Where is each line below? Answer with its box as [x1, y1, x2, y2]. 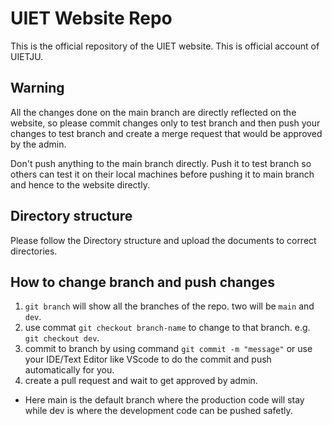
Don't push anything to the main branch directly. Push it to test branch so [10, 157, 312, 169]
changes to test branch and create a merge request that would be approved [10, 127, 323, 139]
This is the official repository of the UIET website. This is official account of [10, 40, 320, 52]
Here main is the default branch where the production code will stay [24, 394, 305, 406]
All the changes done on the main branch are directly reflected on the [10, 106, 297, 118]
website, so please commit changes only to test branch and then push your [10, 117, 321, 129]
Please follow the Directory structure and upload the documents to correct [10, 234, 317, 246]
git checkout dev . [24, 332, 100, 344]
